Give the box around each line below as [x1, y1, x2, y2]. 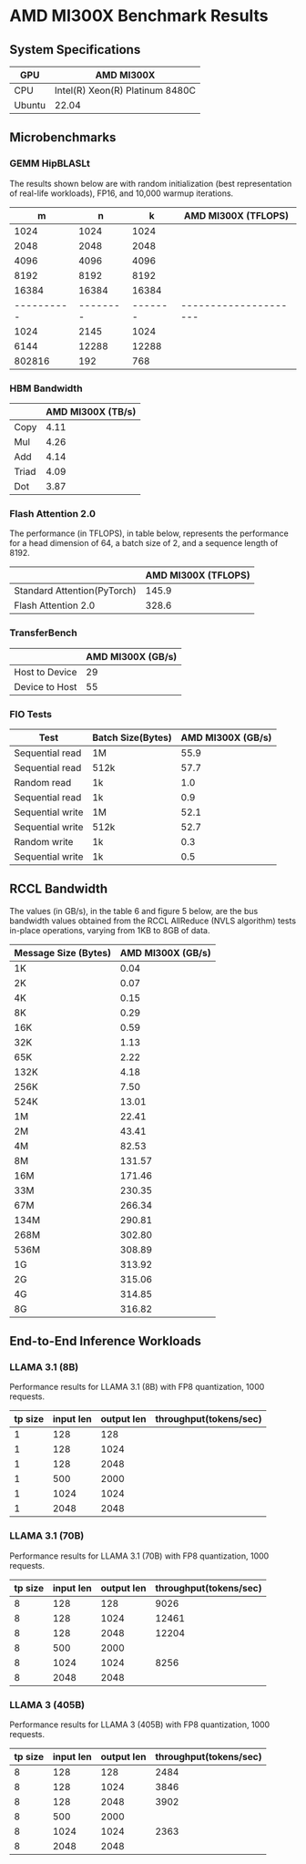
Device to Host [14, 680, 77, 693]
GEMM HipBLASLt [9, 157, 91, 170]
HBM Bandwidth [9, 382, 84, 395]
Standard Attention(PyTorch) [14, 584, 137, 597]
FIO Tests [9, 707, 53, 720]
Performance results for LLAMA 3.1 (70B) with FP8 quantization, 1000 [9, 1550, 270, 1561]
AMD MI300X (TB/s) [45, 405, 137, 417]
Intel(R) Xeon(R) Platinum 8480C [54, 84, 196, 97]
